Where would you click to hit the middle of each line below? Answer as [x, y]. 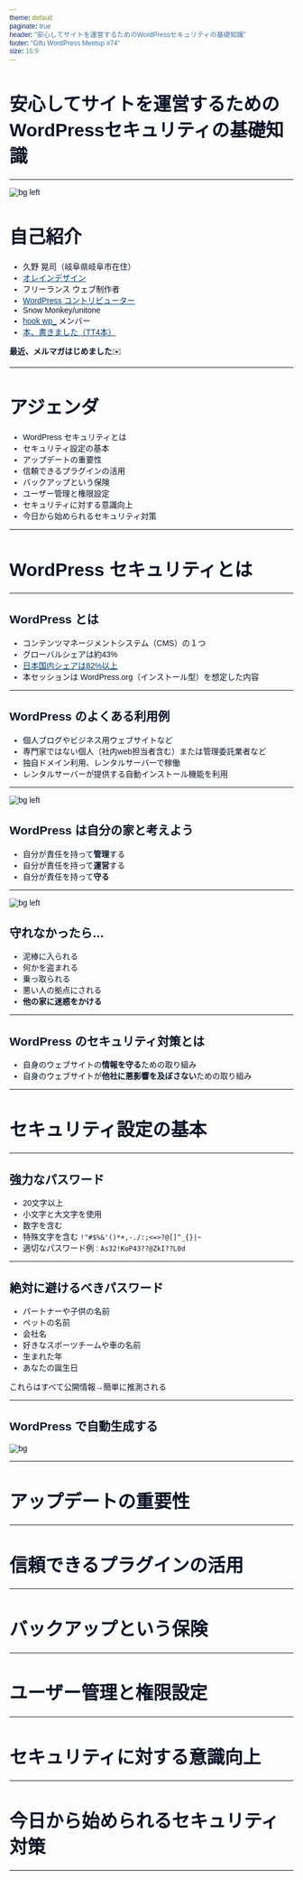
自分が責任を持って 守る [66, 876]
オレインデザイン [54, 278]
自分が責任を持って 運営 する [74, 865]
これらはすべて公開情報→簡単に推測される [88, 1387]
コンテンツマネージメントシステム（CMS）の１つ [114, 643]
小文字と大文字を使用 [62, 1215]
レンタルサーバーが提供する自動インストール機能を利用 [125, 774]
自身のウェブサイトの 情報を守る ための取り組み [109, 1065]
